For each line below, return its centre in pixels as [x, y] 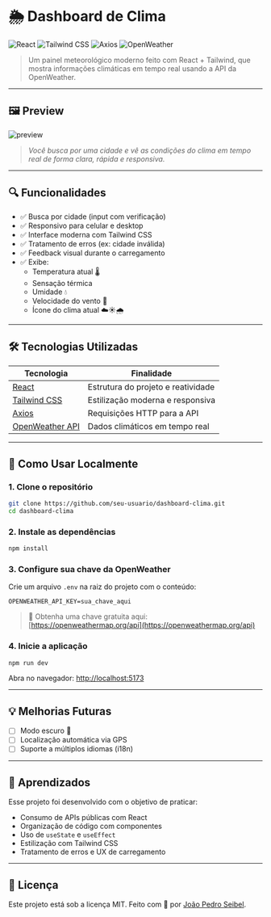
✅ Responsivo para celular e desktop [81, 225]
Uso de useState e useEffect [68, 835]
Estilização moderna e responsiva [152, 400]
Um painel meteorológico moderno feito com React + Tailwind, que [140, 60]
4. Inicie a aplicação [48, 646]
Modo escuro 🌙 [46, 731]
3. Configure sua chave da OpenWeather [90, 569]
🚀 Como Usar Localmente [73, 463]
